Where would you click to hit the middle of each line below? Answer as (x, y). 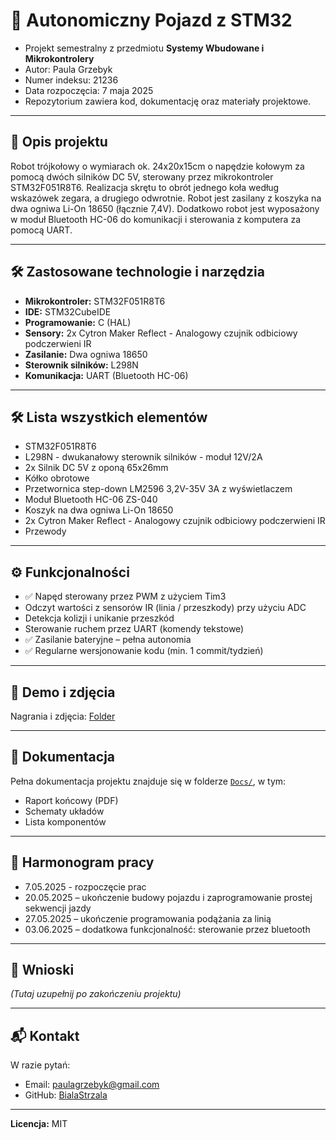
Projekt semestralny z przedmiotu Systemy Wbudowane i (144, 48)
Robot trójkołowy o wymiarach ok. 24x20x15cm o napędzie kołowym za (157, 166)
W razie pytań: (40, 1065)
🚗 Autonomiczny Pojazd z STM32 (151, 20)
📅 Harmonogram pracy (82, 862)
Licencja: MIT (39, 1124)
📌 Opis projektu (59, 142)
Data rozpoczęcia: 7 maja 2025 (89, 90)
